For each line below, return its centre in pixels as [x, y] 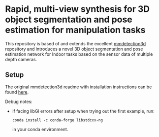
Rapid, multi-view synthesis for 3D [78, 9]
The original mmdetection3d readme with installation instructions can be [79, 87]
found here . [17, 92]
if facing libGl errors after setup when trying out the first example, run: [83, 111]
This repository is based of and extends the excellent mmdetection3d [76, 43]
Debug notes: [19, 102]
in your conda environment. [40, 129]
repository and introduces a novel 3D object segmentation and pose [74, 49]
